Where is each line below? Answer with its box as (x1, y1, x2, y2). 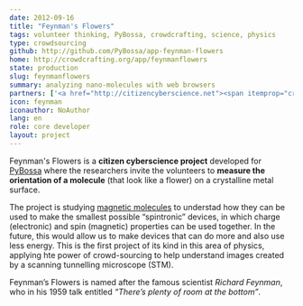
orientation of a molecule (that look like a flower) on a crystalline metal (9, 174, 274, 185)
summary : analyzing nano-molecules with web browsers (9, 80, 216, 89)
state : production (9, 64, 78, 73)
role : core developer (9, 123, 91, 132)
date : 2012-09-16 (9, 13, 75, 23)
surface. (9, 184, 41, 195)
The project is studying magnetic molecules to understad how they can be (9, 201, 286, 212)
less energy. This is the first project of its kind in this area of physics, (9, 240, 265, 251)
